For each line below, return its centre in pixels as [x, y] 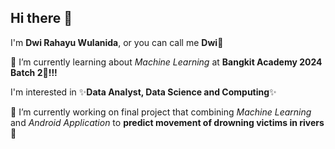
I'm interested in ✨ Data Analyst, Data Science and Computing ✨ [143, 92]
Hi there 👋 [41, 18]
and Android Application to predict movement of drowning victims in [154, 122]
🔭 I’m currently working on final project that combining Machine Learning [161, 112]
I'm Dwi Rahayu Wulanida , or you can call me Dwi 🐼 [117, 42]
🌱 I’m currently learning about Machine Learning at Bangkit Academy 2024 [166, 62]
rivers [312, 122]
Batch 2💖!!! [34, 72]
